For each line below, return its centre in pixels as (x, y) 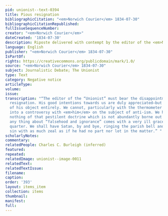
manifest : (15, 201)
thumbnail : (16, 196)
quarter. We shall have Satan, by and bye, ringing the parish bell (82, 126)
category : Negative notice (33, 80)
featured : (15, 150)
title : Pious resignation (32, 15)
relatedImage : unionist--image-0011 (43, 159)
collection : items (24, 191)
